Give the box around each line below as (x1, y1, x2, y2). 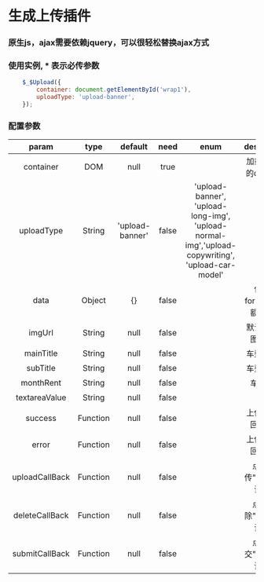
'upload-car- (185, 260, 236, 271)
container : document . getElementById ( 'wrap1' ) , (36, 86, 192, 94)
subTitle (26, 363, 57, 374)
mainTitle (24, 348, 58, 359)
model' (197, 269, 224, 280)
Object (81, 295, 106, 306)
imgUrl (28, 328, 53, 339)
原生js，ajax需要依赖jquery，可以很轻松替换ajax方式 (8, 37, 210, 48)
